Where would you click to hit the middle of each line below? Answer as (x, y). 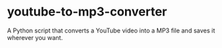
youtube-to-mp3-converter (87, 12)
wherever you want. (35, 37)
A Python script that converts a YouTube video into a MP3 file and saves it (111, 30)
